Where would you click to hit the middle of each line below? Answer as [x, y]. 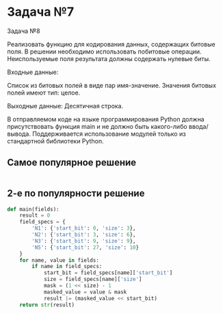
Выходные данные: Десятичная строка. [65, 106]
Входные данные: [33, 72]
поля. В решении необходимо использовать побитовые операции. [104, 51]
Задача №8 [24, 31]
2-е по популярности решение [76, 194]
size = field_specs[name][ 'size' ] [93, 279]
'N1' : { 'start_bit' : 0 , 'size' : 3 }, [84, 228]
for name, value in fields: [59, 260]
